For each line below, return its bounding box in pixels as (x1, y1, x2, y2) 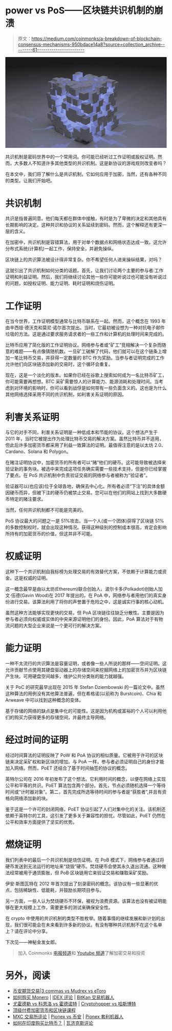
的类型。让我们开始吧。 (5, 178, 55, 184)
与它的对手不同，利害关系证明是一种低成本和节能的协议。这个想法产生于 (5, 429, 158, 436)
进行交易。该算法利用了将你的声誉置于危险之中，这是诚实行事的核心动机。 (9, 599, 167, 605)
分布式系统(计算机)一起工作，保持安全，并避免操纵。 (5, 246, 117, 252)
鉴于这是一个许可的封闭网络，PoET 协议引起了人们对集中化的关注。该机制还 (5, 806, 166, 812)
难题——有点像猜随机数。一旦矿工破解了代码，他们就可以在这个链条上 (14, 348, 162, 354)
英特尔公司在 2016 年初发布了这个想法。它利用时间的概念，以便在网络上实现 (5, 776, 166, 782)
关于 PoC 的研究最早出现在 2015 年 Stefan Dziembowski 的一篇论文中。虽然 (5, 684, 165, 690)
